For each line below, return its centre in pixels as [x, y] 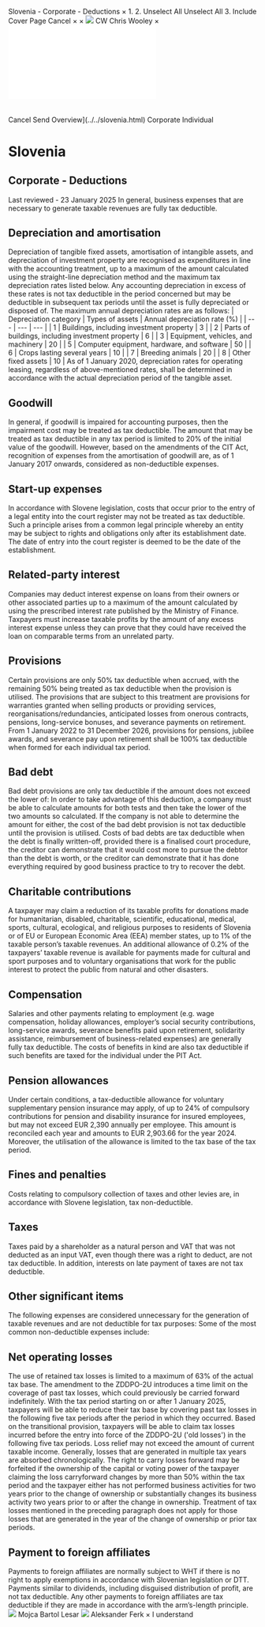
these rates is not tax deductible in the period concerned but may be [119, 294]
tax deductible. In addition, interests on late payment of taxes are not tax [126, 1263]
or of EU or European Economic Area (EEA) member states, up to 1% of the [130, 936]
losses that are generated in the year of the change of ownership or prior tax [132, 1519]
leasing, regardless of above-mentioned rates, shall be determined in [120, 370]
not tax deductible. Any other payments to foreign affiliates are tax [116, 1596]
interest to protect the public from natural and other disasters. [108, 969]
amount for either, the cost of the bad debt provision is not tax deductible [127, 825]
